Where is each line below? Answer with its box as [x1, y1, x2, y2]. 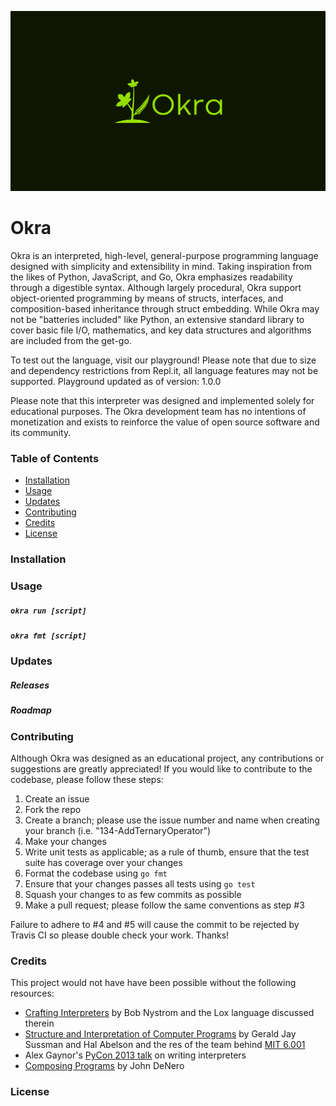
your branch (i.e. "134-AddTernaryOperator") [24, 825, 212, 837]
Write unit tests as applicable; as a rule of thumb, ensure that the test [24, 846, 310, 858]
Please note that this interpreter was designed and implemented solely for [10, 394, 315, 406]
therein [24, 1017, 55, 1030]
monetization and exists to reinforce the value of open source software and [10, 416, 320, 428]
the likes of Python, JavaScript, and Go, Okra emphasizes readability [10, 271, 293, 283]
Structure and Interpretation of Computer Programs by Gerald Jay [24, 1028, 297, 1040]
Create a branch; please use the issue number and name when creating [24, 814, 320, 826]
